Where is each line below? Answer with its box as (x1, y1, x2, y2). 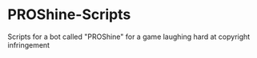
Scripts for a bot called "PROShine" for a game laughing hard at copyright (7, 32, 251, 41)
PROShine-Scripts (7, 6, 131, 24)
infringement (7, 40, 50, 49)
